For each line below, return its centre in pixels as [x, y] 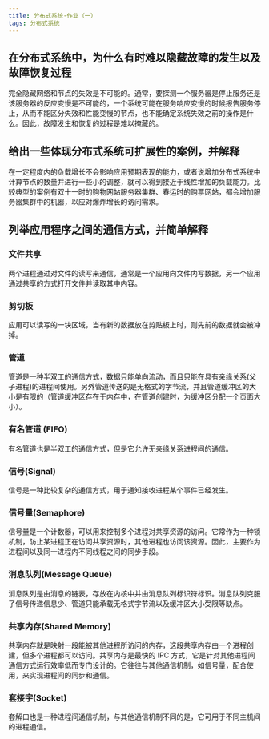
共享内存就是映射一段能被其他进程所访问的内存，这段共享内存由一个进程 [127, 645]
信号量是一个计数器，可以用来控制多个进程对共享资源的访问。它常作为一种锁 [134, 532]
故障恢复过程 [40, 72]
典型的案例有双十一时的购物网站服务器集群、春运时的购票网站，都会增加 [134, 192]
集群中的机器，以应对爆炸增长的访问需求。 [92, 202]
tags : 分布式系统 [34, 23]
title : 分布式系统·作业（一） [53, 16]
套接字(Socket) [38, 697]
